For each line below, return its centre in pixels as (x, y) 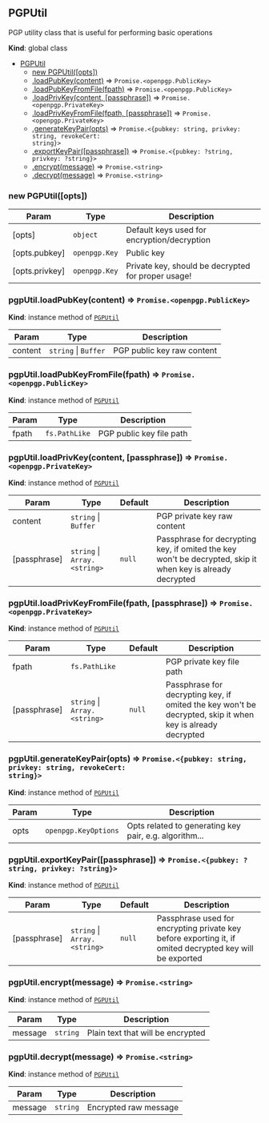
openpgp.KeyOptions (82, 830)
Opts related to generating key (184, 825)
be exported (179, 958)
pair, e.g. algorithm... (165, 836)
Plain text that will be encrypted (146, 1033)
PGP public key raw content (165, 351)
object (86, 235)
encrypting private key (199, 928)
